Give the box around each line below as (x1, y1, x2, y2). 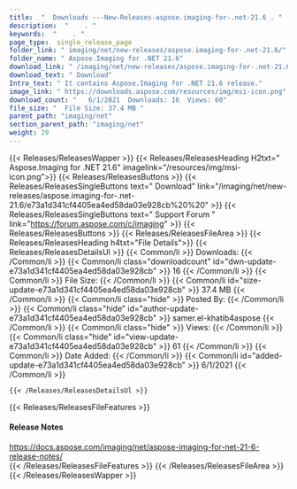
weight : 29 (9, 128, 49, 137)
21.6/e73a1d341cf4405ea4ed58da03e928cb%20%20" (9, 199, 209, 210)
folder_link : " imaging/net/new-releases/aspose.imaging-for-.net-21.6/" (9, 46, 287, 55)
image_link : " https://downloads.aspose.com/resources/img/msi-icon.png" (9, 87, 287, 96)
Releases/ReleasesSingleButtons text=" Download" (9, 181, 196, 191)
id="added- (240, 350, 283, 361)
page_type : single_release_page (9, 37, 133, 47)
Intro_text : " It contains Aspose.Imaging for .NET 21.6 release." (9, 79, 263, 88)
